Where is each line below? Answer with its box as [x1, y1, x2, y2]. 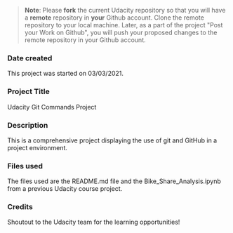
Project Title [7, 87, 51, 97]
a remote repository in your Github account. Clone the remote [24, 13, 205, 22]
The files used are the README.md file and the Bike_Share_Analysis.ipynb [7, 177, 221, 185]
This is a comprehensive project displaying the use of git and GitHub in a [7, 136, 218, 145]
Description [7, 120, 48, 130]
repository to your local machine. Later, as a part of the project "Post [24, 21, 223, 29]
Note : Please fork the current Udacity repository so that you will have [24, 6, 226, 14]
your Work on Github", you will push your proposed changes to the [24, 28, 218, 36]
